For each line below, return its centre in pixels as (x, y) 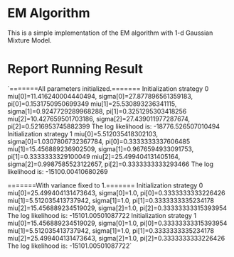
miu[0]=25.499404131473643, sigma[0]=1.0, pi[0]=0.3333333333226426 (116, 192)
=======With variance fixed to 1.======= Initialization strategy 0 (105, 185)
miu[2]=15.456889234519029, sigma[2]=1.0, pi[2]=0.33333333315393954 (117, 208)
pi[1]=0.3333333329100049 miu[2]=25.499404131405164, (94, 156)
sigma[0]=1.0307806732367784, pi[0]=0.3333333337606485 (99, 141)
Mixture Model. (30, 40)
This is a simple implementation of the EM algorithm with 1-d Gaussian (110, 33)
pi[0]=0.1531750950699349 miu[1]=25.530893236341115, (92, 104)
